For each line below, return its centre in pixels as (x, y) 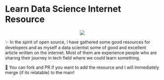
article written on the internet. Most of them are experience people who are (81, 53)
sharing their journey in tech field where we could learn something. (73, 58)
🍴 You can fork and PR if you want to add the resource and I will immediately (82, 67)
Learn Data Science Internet (63, 9)
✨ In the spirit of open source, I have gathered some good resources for (78, 42)
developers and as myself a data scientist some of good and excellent (76, 47)
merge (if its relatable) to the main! (40, 72)
